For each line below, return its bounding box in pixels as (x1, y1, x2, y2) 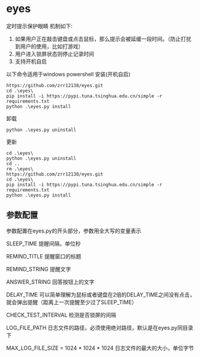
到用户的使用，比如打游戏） (14, 43, 84, 50)
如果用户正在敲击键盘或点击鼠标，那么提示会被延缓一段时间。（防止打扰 (14, 35, 192, 42)
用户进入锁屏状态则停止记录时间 (14, 50, 94, 57)
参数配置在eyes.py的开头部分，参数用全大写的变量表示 (6, 227, 142, 234)
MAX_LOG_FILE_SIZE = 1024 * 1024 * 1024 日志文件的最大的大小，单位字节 (6, 344, 194, 352)
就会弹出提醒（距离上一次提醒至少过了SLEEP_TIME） (6, 298, 138, 305)
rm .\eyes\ (6, 166, 34, 172)
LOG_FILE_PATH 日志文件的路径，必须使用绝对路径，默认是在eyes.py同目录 (6, 324, 193, 331)
